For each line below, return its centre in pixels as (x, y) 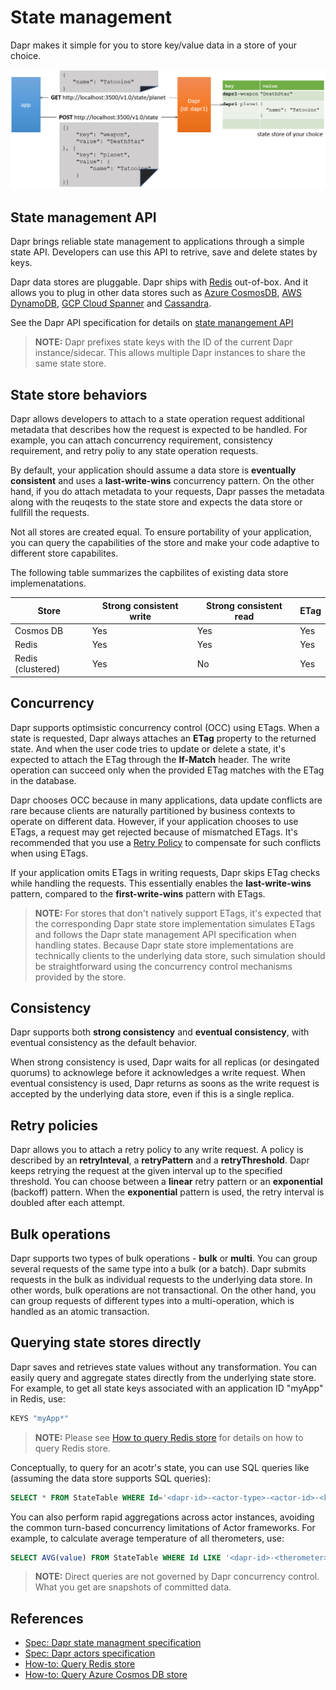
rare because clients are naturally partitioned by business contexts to (153, 810)
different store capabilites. (64, 553)
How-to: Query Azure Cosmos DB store (106, 1675)
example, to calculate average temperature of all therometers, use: (147, 1538)
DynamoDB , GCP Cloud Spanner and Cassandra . (111, 303)
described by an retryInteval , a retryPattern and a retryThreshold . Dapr (160, 1160)
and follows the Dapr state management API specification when (165, 934)
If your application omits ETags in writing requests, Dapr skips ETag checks (165, 872)
